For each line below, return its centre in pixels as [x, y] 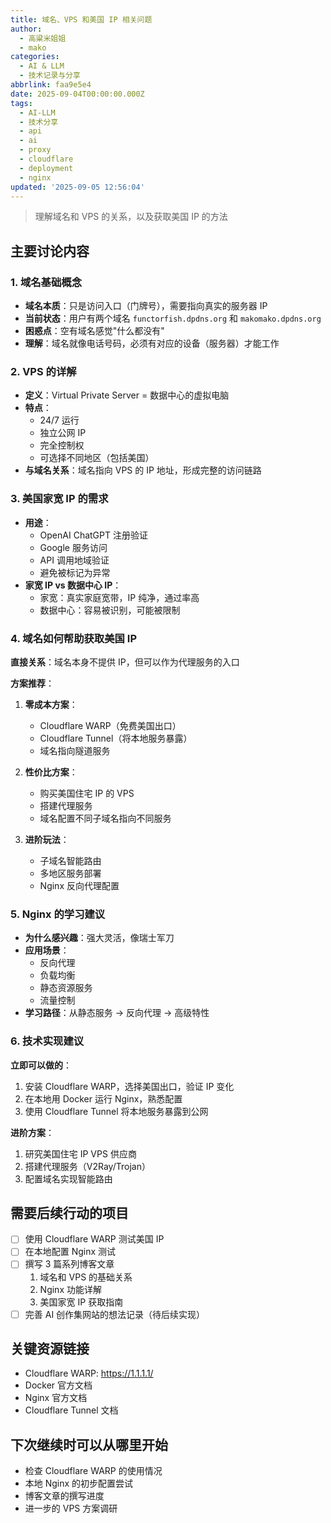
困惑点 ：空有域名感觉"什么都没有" [94, 331]
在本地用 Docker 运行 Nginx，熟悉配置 [103, 1098]
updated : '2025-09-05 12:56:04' [77, 187]
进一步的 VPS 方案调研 [71, 1508]
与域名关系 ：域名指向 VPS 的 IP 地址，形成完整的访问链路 [143, 470]
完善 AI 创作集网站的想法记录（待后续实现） [115, 1314]
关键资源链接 [50, 1349]
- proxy [35, 150]
